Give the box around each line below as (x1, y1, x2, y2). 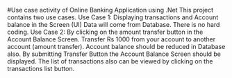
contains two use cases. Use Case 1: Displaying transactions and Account (7, 13, 219, 21)
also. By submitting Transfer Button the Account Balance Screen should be (7, 50, 221, 58)
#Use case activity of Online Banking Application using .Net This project (7, 6, 214, 14)
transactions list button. (7, 65, 75, 72)
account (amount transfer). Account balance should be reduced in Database (7, 43, 226, 50)
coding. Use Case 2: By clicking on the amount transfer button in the (7, 28, 204, 36)
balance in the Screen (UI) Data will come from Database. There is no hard (7, 21, 220, 28)
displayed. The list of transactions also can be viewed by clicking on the (7, 57, 213, 65)
